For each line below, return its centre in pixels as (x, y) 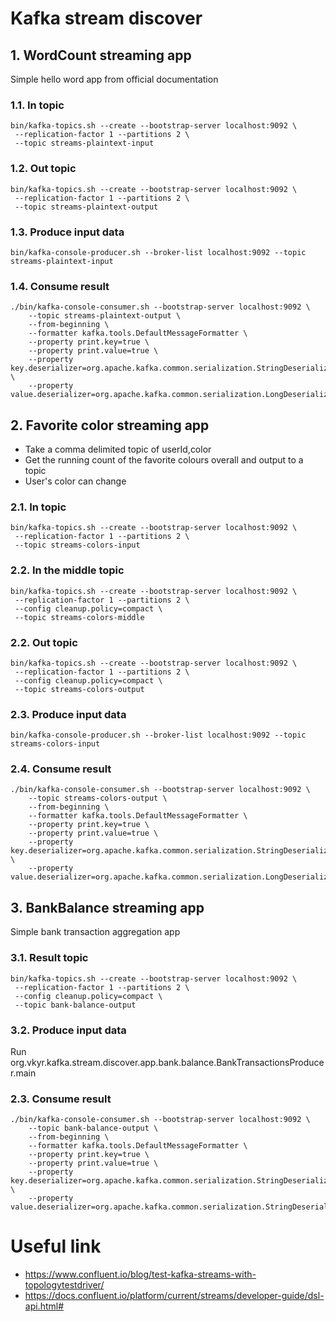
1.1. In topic (37, 105)
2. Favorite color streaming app (110, 425)
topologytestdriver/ (64, 1285)
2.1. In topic (38, 507)
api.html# (44, 1306)
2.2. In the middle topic (67, 570)
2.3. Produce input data (68, 714)
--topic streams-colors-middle (79, 617)
